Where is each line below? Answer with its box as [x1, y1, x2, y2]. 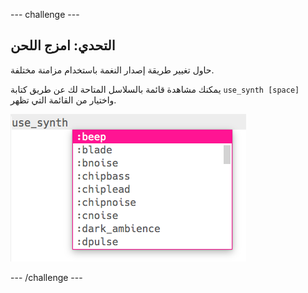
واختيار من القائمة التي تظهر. [10, 94, 117, 106]
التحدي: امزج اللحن [10, 37, 116, 54]
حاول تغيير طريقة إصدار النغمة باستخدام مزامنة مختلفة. [10, 64, 215, 76]
